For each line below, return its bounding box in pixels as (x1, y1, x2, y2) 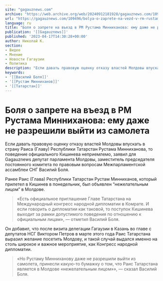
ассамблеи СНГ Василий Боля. (5, 167, 69, 172)
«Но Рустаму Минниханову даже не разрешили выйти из (16, 256, 136, 262)
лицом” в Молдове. (5, 187, 45, 192)
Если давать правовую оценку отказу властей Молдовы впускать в (5, 141, 146, 147)
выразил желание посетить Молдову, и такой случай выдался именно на (5, 236, 158, 242)
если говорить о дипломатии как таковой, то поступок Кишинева (16, 206, 153, 212)
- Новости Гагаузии (5, 57, 45, 62)
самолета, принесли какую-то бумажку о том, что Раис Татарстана (16, 261, 158, 267)
